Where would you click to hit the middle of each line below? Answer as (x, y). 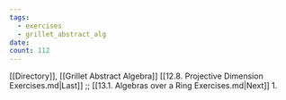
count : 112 (30, 51)
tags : (19, 17)
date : (19, 42)
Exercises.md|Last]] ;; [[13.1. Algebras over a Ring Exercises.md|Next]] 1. (143, 86)
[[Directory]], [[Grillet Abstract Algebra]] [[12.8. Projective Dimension (136, 76)
